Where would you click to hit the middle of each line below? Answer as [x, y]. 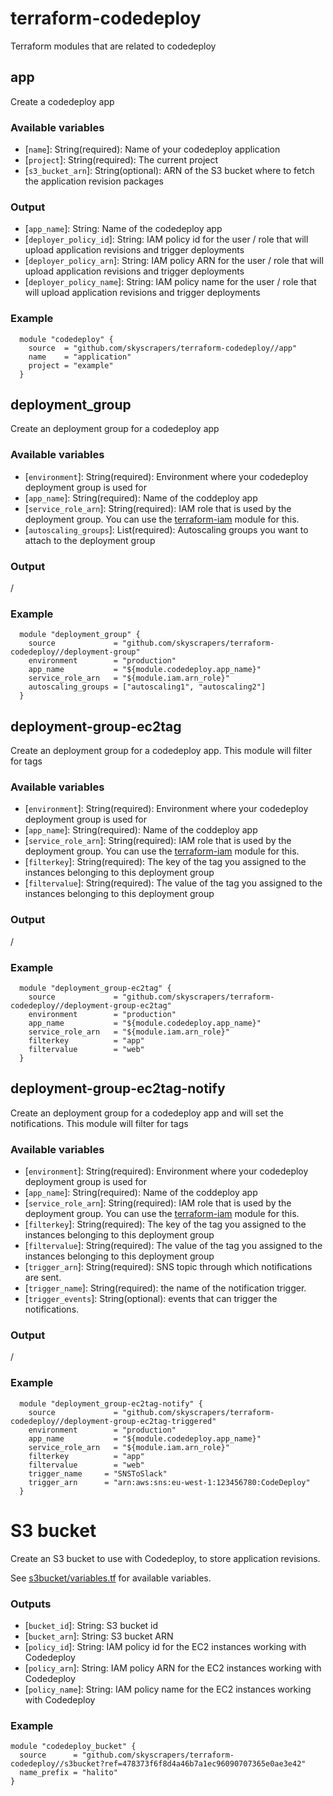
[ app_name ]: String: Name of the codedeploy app [123, 229]
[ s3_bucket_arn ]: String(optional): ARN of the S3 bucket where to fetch [169, 171]
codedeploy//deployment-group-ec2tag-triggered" [113, 1421]
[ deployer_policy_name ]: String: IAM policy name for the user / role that [170, 282]
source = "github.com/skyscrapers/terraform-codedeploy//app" [163, 348]
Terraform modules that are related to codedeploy [113, 46]
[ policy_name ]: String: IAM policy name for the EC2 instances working [168, 1689]
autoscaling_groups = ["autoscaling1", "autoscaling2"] [147, 687]
